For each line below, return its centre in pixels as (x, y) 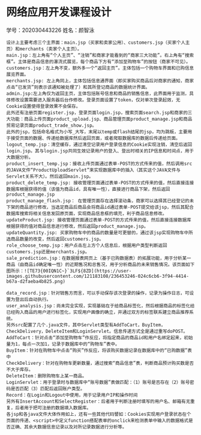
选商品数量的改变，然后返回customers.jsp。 (55, 239)
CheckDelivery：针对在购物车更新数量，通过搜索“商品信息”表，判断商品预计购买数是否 (100, 363)
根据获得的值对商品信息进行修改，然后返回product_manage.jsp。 (77, 226)
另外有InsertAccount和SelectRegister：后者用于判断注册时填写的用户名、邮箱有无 (98, 401)
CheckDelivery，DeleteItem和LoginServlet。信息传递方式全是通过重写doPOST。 (97, 331)
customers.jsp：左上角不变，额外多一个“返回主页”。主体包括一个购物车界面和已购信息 (100, 68)
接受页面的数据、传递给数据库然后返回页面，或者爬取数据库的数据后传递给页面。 (95, 138)
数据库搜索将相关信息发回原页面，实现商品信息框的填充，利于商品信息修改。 (87, 214)
